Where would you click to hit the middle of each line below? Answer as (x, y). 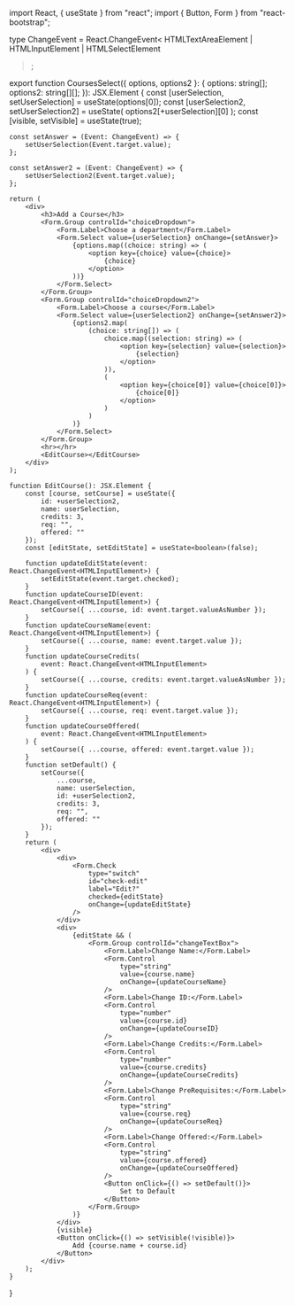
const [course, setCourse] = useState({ (100, 494)
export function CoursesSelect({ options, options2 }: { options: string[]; (138, 83)
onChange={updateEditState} (140, 905)
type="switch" (114, 874)
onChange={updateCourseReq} (171, 1122)
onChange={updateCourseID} (169, 1029)
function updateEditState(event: (87, 564)
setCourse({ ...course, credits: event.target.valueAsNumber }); (164, 680)
